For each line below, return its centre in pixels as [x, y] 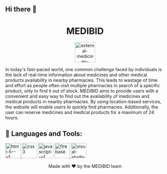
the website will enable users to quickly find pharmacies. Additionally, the [82, 107]
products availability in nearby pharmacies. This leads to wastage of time [81, 80]
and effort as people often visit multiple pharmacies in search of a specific [83, 86]
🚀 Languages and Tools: [44, 133]
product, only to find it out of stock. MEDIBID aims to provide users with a [82, 91]
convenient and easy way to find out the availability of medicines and [77, 96]
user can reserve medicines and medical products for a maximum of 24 [80, 112]
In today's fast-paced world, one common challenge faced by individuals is [83, 70]
